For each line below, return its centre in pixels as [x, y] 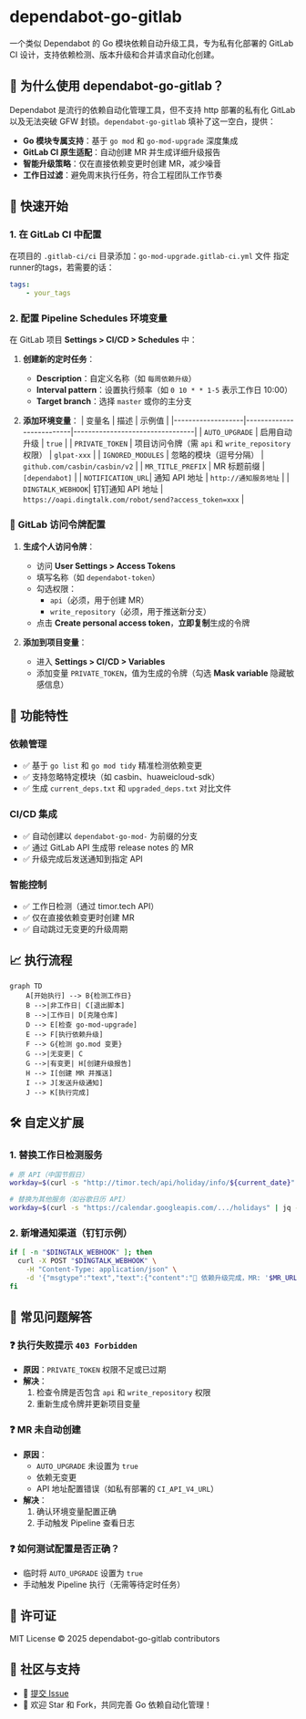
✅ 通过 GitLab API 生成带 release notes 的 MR [108, 847]
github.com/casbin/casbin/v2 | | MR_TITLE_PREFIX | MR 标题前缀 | [144, 466]
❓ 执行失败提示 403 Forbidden [74, 1345]
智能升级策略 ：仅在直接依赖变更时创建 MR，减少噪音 [122, 163]
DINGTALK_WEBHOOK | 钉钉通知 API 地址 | [93, 489]
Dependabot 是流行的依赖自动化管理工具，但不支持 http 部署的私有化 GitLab [153, 109]
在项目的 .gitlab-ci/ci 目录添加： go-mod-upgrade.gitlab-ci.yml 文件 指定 [149, 256]
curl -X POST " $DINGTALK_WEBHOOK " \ [87, 1261]
